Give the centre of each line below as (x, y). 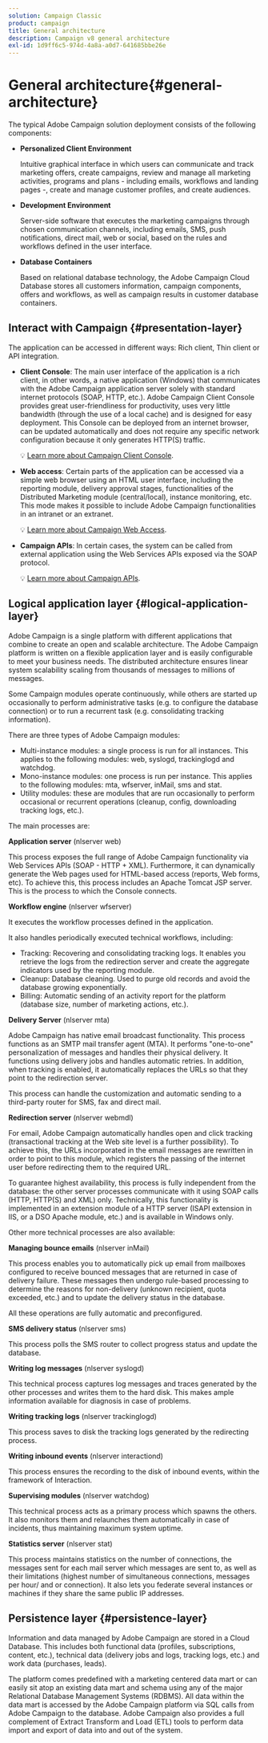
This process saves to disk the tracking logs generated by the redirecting (129, 1432)
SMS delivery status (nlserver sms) (67, 1328)
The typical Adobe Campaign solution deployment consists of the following (132, 124)
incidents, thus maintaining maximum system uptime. (96, 1528)
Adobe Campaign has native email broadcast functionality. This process (127, 1035)
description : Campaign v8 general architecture (89, 38)
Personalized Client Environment (76, 148)
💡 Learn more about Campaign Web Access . (93, 529)
